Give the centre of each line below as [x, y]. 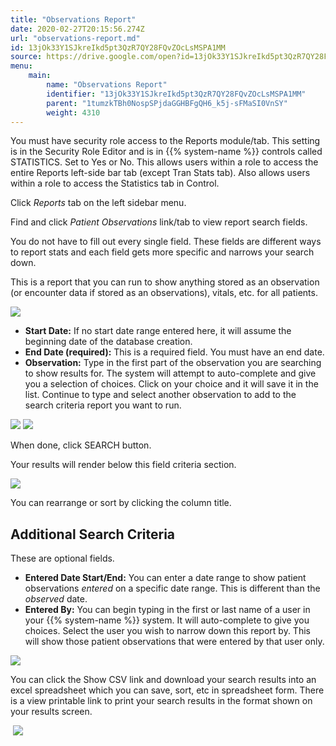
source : [26, 57]
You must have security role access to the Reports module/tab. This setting [165, 141]
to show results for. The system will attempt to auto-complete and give [170, 373]
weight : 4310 [73, 112]
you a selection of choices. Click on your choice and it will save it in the [171, 384]
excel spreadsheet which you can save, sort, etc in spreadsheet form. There [167, 690]
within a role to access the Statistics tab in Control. [115, 183]
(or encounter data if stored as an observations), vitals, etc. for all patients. [164, 293]
